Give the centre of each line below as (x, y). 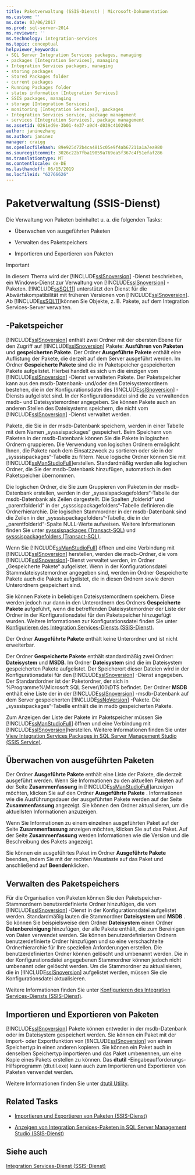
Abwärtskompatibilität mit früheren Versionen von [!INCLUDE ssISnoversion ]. (97, 295)
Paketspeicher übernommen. (41, 475)
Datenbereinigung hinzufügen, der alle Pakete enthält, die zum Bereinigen (95, 929)
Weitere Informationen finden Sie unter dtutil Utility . (68, 1084)
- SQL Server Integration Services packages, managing (74, 55)
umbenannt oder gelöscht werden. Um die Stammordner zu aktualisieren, (94, 966)
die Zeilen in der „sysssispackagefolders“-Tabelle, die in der (78, 517)
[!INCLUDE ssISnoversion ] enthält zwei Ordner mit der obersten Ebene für (94, 340)
